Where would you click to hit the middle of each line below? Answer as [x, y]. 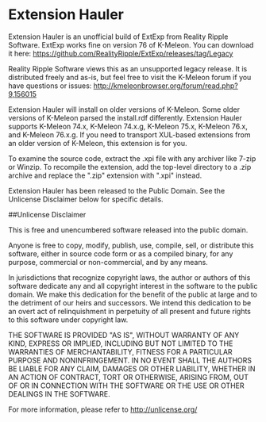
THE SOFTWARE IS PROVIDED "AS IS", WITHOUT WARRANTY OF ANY [124, 335]
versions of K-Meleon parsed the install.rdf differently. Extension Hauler [125, 117]
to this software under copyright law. [68, 320]
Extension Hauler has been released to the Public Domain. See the [117, 190]
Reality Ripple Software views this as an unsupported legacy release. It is [128, 68]
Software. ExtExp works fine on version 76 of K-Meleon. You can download [131, 44]
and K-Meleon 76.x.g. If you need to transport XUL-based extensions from [129, 134]
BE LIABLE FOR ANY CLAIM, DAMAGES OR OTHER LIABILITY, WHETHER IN [132, 368]
